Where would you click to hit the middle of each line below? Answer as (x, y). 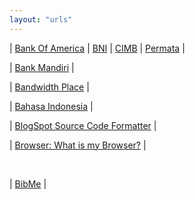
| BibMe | (28, 183)
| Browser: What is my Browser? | (78, 145)
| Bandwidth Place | (49, 87)
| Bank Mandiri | (42, 67)
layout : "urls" (41, 19)
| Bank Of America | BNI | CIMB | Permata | (97, 48)
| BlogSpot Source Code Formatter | (83, 125)
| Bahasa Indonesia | (51, 106)
